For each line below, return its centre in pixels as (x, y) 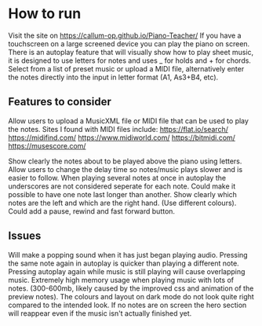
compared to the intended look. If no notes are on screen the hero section (127, 305)
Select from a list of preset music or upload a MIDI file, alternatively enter (126, 68)
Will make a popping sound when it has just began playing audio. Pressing (128, 255)
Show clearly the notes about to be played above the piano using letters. (125, 161)
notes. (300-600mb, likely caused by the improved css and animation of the (131, 288)
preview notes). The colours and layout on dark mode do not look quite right (131, 296)
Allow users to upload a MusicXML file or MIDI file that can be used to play (129, 121)
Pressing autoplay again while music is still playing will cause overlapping (127, 271)
